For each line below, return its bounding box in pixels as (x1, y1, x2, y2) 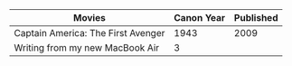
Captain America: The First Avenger (14, 27, 165, 39)
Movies (73, 12, 106, 24)
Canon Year (174, 12, 226, 24)
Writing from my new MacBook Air (14, 42, 160, 53)
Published (233, 12, 278, 24)
